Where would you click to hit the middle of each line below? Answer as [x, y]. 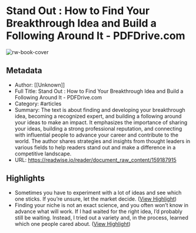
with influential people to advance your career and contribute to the [96, 135]
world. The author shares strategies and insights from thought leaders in [102, 141]
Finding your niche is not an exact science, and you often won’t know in [102, 205]
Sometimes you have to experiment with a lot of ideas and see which [98, 192]
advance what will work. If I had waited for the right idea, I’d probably [98, 211]
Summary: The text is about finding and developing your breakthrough [100, 109]
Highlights [26, 179]
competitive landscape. [43, 154]
